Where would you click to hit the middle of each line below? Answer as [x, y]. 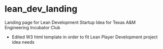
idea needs [23, 42]
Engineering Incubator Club [33, 27]
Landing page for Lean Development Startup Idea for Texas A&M [70, 22]
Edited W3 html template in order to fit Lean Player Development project [85, 37]
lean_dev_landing [41, 9]
